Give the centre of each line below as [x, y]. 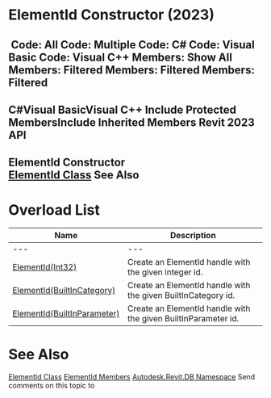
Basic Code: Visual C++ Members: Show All [120, 57]
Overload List [54, 209]
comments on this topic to [52, 386]
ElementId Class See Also [74, 175]
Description [193, 236]
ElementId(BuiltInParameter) [66, 314]
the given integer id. [165, 272]
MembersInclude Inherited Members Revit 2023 [132, 122]
